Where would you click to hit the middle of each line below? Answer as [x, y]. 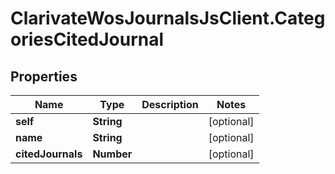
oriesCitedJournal [87, 39]
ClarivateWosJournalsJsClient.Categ [168, 18]
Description [170, 104]
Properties [44, 76]
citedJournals [49, 154]
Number [112, 154]
